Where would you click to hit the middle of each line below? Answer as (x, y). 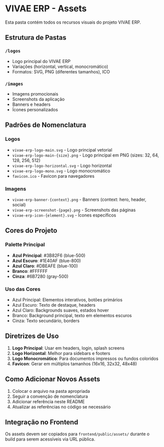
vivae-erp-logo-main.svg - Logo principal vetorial (62, 150)
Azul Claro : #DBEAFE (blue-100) (45, 266)
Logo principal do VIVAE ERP (41, 61)
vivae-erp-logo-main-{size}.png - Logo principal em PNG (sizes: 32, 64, (85, 155)
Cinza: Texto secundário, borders (46, 320)
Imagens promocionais (35, 94)
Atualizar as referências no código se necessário (61, 407)
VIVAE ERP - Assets (46, 9)
